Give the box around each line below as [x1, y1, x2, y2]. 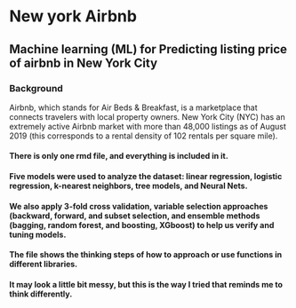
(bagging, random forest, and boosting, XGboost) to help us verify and [9, 219, 275, 230]
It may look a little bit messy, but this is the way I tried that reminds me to [9, 279, 283, 289]
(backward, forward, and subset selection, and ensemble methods [9, 210, 260, 221]
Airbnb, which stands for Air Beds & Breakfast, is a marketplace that [9, 102, 258, 113]
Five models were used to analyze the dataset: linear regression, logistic [9, 171, 283, 182]
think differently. [9, 288, 73, 299]
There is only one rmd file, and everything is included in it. [9, 151, 228, 162]
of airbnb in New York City [9, 55, 158, 70]
